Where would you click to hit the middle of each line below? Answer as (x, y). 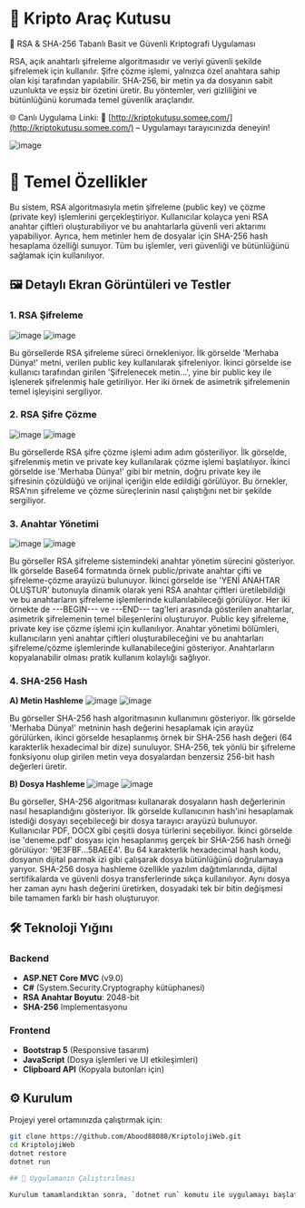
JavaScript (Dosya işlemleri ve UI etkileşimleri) (110, 1060)
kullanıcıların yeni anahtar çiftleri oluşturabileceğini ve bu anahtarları (137, 638)
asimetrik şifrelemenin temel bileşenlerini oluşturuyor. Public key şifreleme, (149, 619)
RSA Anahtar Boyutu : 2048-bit (81, 997)
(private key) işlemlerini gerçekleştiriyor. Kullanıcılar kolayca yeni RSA (139, 216)
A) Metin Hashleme (46, 701)
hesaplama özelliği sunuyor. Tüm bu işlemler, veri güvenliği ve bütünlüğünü (150, 245)
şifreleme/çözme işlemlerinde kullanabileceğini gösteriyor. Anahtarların (142, 648)
